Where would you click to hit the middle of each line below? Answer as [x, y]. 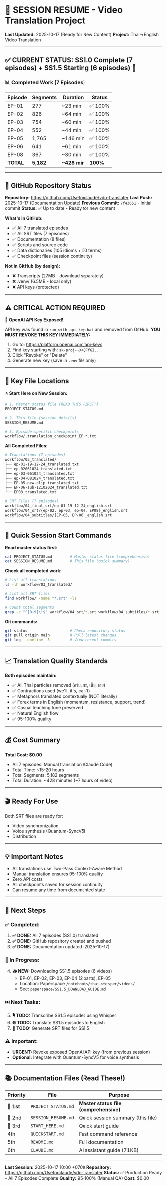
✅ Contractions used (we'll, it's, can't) [51, 690]
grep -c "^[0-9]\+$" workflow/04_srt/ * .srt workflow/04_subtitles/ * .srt [82, 612]
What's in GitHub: [24, 218]
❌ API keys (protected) [36, 287]
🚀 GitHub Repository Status [48, 186]
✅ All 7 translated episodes [40, 228]
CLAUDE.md [42, 1150]
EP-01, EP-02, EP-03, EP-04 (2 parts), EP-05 [65, 978]
